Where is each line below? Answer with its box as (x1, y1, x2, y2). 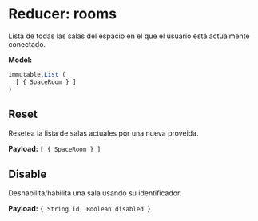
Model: (8, 55, 33, 65)
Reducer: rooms (8, 5, 117, 23)
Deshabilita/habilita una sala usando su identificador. (8, 188, 182, 198)
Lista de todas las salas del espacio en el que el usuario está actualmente (8, 31, 250, 41)
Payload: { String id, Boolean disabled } (8, 204, 152, 214)
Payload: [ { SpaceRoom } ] (8, 144, 101, 154)
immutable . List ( (8, 70, 66, 78)
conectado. (8, 39, 46, 49)
